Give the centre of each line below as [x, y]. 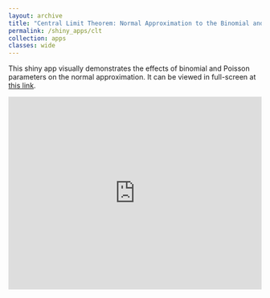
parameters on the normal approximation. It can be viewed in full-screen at [132, 77]
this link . [22, 86]
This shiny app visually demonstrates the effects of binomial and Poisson [129, 68]
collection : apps [37, 38]
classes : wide [32, 46]
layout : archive [35, 16]
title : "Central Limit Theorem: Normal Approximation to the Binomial [129, 23]
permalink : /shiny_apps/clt [55, 31]
